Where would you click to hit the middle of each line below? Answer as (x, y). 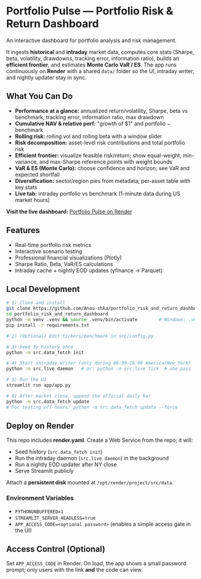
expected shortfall (37, 174)
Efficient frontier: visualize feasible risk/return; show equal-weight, (98, 155)
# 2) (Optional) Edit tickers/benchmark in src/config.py (80, 336)
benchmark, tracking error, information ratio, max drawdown (89, 117)
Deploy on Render (40, 426)
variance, (26, 162)
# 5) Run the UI (26, 380)
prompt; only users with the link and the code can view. (74, 570)
